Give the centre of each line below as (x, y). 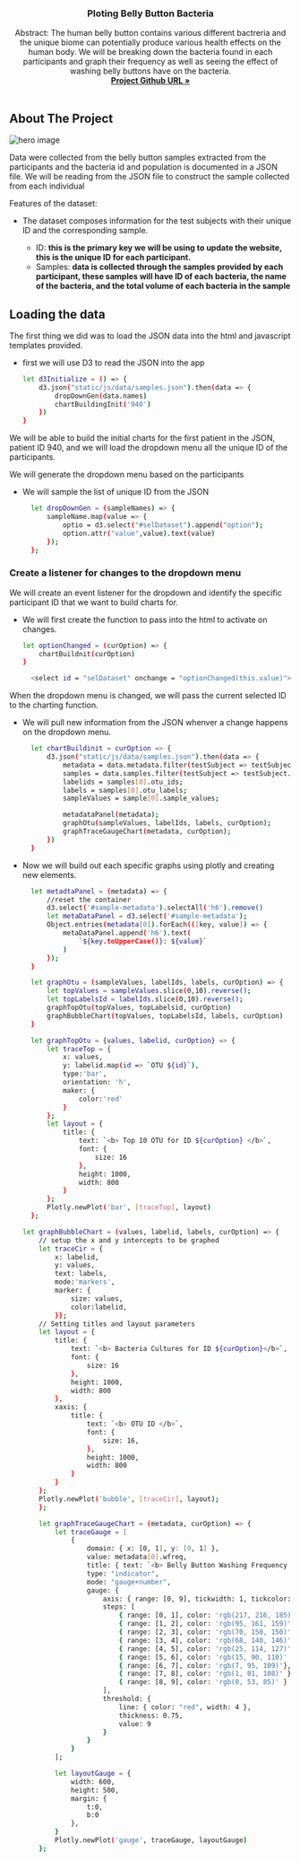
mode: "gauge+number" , (129, 1582)
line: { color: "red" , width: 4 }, (185, 1707)
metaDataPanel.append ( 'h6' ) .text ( (127, 933)
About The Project (61, 118)
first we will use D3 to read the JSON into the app (113, 363)
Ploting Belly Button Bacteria (150, 13)
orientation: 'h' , (97, 1083)
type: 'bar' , (85, 1074)
